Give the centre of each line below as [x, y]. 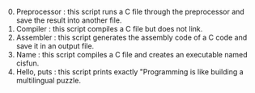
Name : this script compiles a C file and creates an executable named [132, 55]
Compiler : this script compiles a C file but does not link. [109, 29]
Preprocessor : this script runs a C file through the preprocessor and [130, 12]
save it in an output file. [55, 46]
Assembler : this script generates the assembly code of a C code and [132, 37]
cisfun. [28, 63]
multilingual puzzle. [48, 80]
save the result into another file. [69, 20]
